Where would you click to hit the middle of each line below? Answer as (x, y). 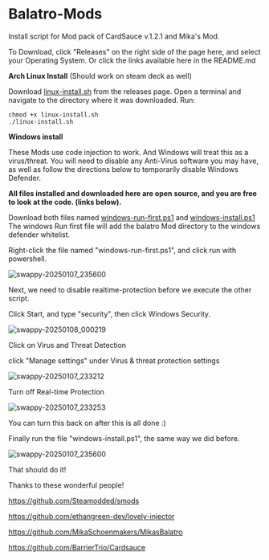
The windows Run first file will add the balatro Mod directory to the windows (134, 226)
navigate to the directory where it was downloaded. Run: (102, 100)
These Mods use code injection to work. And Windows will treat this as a (128, 152)
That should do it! (37, 469)
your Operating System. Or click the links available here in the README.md (132, 60)
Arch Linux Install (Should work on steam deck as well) (100, 76)
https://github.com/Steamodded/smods (74, 501)
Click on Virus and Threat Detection (67, 345)
